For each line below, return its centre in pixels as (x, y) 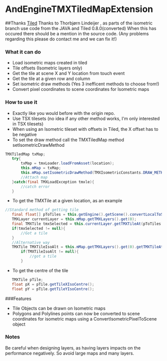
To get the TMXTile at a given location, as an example (67, 201)
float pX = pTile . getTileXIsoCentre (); (53, 284)
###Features (18, 299)
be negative (25, 134)
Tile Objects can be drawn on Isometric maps (59, 308)
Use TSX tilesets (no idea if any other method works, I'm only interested (86, 118)
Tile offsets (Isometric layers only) (47, 68)
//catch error (35, 186)
